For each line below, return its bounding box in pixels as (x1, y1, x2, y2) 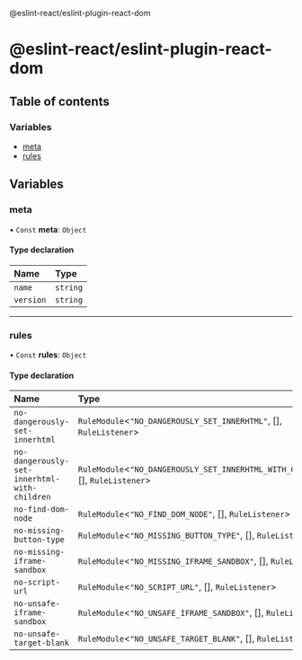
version (13, 295, 47, 304)
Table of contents (9, 93, 110, 109)
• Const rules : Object (9, 349, 87, 360)
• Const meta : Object (9, 224, 87, 234)
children (13, 492, 51, 502)
